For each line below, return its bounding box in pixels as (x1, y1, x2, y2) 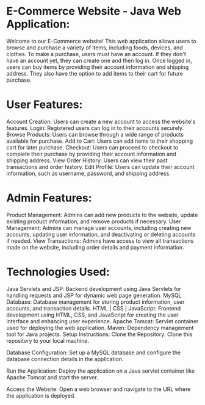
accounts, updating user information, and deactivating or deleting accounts (6, 231, 196, 238)
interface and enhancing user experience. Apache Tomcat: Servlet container (6, 317, 199, 324)
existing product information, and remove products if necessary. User (6, 218, 181, 225)
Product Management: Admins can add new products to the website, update (6, 211, 198, 218)
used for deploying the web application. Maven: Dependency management (6, 324, 194, 331)
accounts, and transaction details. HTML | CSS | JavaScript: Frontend (6, 304, 181, 312)
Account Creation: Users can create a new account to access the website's (6, 118, 196, 125)
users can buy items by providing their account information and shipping (6, 63, 189, 71)
